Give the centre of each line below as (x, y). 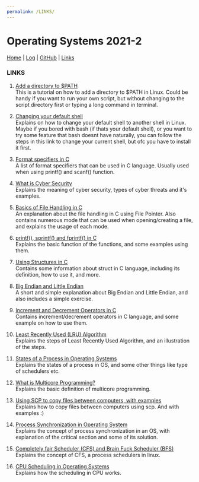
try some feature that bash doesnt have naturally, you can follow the (99, 135)
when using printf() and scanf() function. (65, 172)
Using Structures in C (41, 262)
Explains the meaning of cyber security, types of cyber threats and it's (101, 189)
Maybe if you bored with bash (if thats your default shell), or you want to (103, 129)
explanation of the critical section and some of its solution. (87, 437)
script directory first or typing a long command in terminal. (87, 104)
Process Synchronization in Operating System (71, 424)
